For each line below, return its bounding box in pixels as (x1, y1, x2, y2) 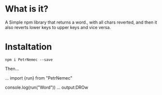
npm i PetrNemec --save (5, 57, 53, 62)
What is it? (5, 3, 49, 14)
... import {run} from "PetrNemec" (5, 75, 73, 81)
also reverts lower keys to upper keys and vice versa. (5, 24, 111, 30)
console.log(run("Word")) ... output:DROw (5, 84, 88, 90)
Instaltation (5, 41, 52, 53)
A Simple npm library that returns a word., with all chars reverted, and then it (5, 19, 157, 25)
